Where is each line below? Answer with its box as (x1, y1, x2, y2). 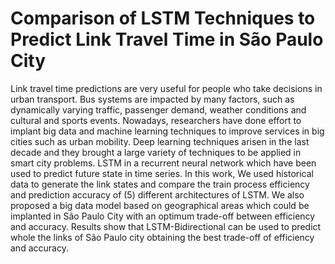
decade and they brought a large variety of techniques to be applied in (10, 146, 302, 158)
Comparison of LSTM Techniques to (10, 7, 316, 30)
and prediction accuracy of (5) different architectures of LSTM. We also (10, 188, 305, 201)
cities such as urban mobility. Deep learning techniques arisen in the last (10, 135, 310, 147)
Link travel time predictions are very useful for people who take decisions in (10, 82, 323, 94)
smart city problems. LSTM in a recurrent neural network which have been (10, 157, 317, 169)
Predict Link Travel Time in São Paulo (10, 28, 324, 51)
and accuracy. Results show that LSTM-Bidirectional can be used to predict (10, 220, 322, 232)
